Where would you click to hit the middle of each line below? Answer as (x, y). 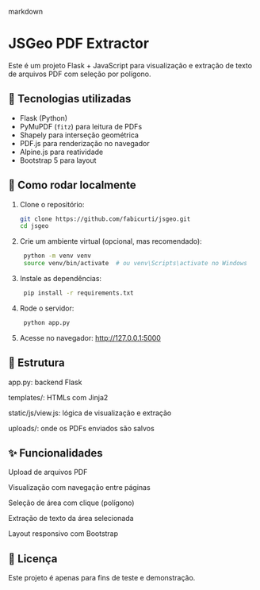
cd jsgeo (34, 226)
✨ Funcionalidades (55, 453)
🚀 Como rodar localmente (72, 185)
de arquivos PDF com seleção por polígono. (80, 74)
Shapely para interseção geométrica (79, 135)
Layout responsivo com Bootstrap (63, 534)
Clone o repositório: (52, 204)
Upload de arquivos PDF (48, 472)
